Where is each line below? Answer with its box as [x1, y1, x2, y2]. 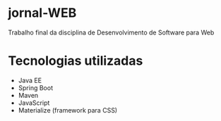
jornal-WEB [8, 5, 77, 21]
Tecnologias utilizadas [8, 53, 143, 69]
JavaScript [18, 98, 50, 107]
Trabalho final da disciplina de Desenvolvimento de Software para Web [8, 28, 215, 37]
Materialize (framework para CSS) [18, 106, 118, 114]
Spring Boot [18, 83, 54, 92]
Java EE [18, 76, 42, 84]
